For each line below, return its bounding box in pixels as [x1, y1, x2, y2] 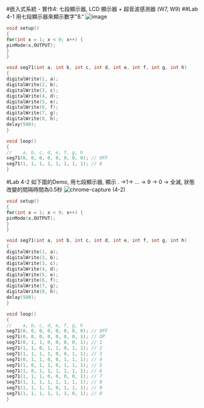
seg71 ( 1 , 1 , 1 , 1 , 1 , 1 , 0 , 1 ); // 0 [6, 390, 103, 396]
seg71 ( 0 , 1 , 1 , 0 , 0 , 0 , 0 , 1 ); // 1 [6, 340, 103, 346]
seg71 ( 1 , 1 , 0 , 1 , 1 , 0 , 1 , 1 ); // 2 [6, 345, 103, 351]
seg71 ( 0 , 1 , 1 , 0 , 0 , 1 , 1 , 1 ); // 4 [6, 356, 103, 362]
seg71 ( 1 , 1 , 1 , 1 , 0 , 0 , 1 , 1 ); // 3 [6, 351, 103, 357]
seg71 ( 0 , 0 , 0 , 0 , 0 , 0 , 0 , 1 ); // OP [6, 333, 106, 340]
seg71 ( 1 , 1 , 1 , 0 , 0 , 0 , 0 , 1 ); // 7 [6, 373, 103, 380]
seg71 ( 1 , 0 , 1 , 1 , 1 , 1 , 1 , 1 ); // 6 [6, 368, 103, 374]
